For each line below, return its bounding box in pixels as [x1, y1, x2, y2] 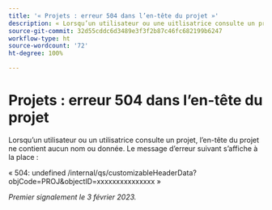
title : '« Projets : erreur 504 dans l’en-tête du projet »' [8, 11, 219, 20]
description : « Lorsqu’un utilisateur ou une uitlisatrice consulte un [8, 19, 255, 27]
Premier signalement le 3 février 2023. [8, 191, 137, 202]
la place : [8, 152, 39, 162]
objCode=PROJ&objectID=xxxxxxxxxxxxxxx [8, 176, 155, 186]
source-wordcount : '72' [8, 42, 89, 50]
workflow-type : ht [8, 34, 70, 43]
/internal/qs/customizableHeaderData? [67, 167, 197, 178]
